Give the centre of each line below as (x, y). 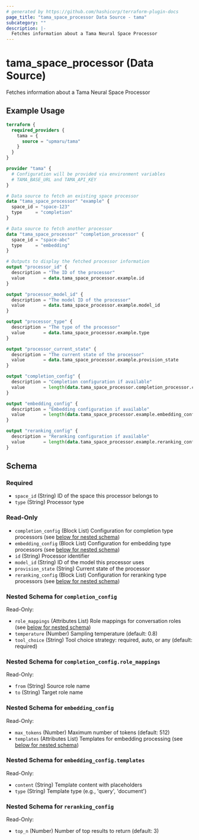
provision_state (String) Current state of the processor (82, 568)
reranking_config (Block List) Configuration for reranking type (91, 575)
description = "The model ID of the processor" (71, 300)
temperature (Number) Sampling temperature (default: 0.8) (86, 633)
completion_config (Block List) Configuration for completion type (94, 530)
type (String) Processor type (49, 502)
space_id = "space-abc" (41, 240)
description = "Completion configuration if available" (82, 382)
